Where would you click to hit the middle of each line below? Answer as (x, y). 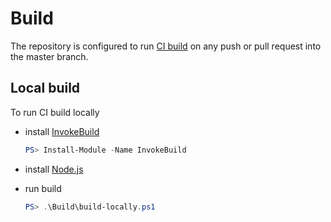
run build (43, 188)
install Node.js (54, 169)
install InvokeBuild (62, 131)
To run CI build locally (55, 112)
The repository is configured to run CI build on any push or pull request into (166, 46)
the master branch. (49, 56)
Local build (45, 88)
